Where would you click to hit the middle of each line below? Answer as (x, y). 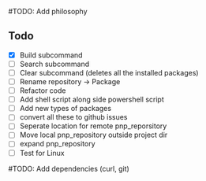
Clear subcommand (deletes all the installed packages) (109, 72)
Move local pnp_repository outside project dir (94, 135)
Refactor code (43, 90)
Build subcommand (51, 55)
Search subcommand (54, 64)
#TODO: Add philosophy (48, 11)
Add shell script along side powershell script (92, 100)
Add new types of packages (66, 109)
